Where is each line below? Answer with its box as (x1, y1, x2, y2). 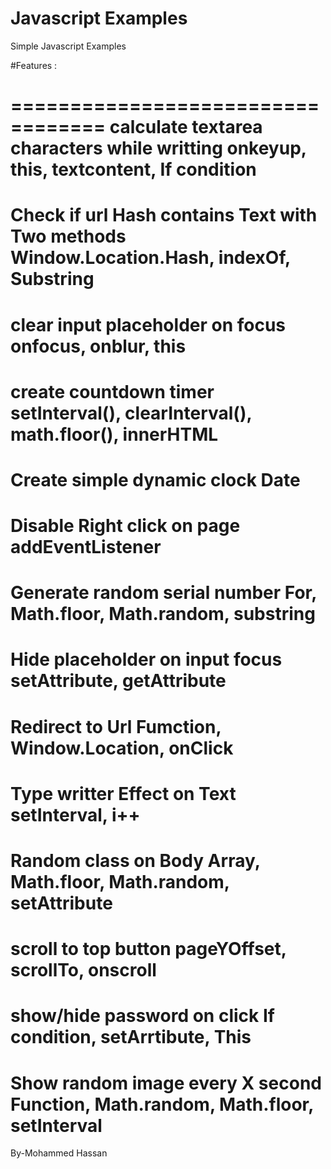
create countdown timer (10, 380, 215, 403)
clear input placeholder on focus (10, 313, 287, 336)
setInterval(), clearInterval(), (10, 402, 252, 424)
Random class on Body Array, (10, 850, 261, 872)
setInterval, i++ (10, 803, 141, 826)
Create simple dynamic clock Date (10, 468, 301, 491)
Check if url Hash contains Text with (10, 204, 318, 227)
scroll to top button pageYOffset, (10, 938, 287, 961)
